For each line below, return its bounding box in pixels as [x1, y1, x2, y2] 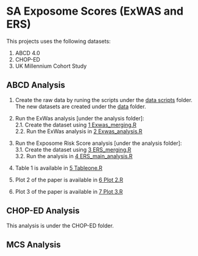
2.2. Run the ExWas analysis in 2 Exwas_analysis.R [15, 127, 143, 135]
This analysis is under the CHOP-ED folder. [6, 222, 114, 229]
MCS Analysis [6, 240, 61, 250]
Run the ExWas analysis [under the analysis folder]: [15, 114, 144, 122]
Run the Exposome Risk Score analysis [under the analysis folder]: [15, 139, 182, 147]
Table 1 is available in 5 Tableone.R [15, 164, 102, 172]
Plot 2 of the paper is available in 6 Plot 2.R [15, 176, 124, 183]
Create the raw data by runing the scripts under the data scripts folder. [15, 96, 193, 103]
